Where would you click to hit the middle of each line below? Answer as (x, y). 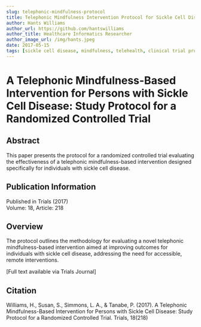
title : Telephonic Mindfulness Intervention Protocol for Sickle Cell (96, 17)
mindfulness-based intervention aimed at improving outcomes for (87, 247)
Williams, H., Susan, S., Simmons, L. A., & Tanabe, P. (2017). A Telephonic (97, 305)
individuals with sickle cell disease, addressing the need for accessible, (94, 254)
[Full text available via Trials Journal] (51, 272)
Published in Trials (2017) (37, 201)
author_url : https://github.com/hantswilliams (65, 28)
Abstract (23, 141)
